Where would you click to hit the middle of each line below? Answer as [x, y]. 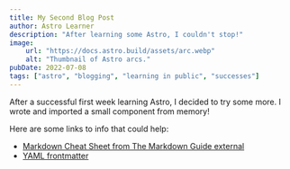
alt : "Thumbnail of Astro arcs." [88, 59]
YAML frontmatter [55, 156]
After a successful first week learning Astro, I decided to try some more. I [145, 102]
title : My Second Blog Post [62, 18]
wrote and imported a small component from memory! [109, 111]
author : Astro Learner [52, 26]
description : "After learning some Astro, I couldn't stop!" [127, 34]
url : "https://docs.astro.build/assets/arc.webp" [121, 51]
